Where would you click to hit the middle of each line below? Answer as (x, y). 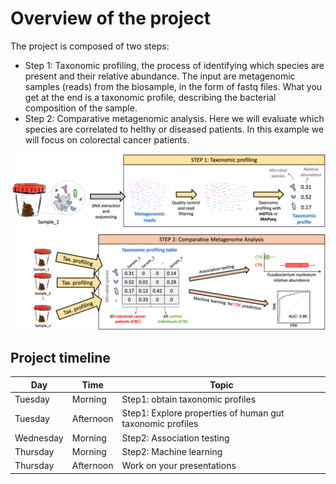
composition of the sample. (81, 108)
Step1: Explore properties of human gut (203, 413)
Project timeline (60, 357)
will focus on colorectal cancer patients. (107, 139)
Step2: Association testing (175, 438)
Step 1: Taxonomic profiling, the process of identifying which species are (174, 65)
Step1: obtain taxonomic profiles (189, 399)
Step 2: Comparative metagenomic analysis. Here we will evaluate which (174, 118)
